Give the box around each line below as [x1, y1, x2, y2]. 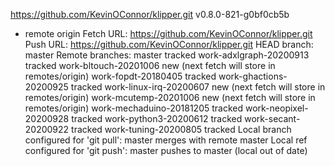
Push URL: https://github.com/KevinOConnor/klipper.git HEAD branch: [24, 39, 314, 50]
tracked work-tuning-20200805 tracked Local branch [71, 124, 292, 135]
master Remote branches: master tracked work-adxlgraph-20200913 [24, 49, 310, 61]
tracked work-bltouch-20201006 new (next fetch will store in [24, 60, 276, 71]
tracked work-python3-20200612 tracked [71, 113, 243, 124]
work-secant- [244, 113, 301, 124]
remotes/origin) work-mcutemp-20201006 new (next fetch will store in [24, 92, 316, 103]
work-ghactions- [218, 70, 288, 82]
